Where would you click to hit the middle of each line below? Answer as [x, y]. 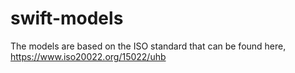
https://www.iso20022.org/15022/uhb [88, 56]
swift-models [67, 18]
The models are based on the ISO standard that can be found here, [148, 46]
